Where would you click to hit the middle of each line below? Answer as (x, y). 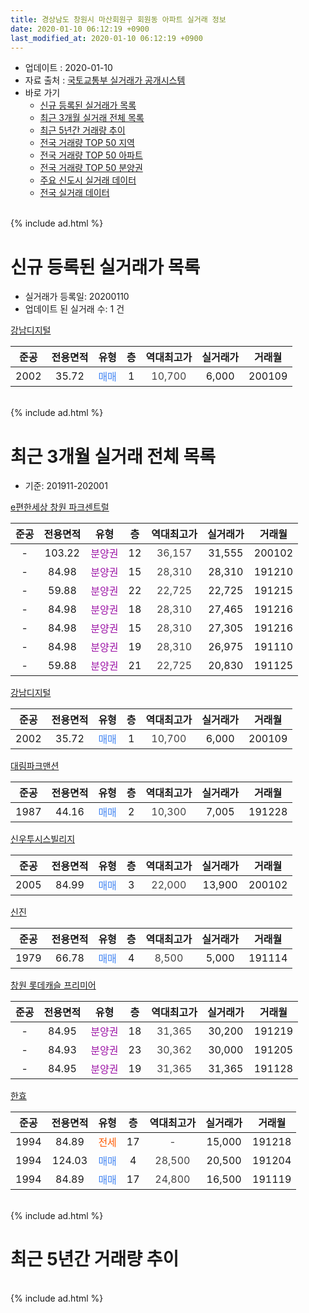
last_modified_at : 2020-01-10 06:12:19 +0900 (106, 38)
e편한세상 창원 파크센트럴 (60, 507)
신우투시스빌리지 (43, 839)
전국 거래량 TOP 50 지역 (87, 143)
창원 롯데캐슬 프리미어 (53, 985)
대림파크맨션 (35, 766)
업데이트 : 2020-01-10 (68, 68)
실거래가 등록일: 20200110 (77, 297)
